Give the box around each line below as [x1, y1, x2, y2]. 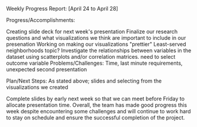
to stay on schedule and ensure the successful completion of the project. [6, 114, 185, 121]
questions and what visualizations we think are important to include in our [6, 34, 186, 41]
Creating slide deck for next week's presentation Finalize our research [6, 28, 178, 35]
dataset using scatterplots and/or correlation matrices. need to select [6, 53, 176, 60]
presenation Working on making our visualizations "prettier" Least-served [6, 41, 186, 47]
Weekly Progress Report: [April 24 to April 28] [6, 5, 119, 12]
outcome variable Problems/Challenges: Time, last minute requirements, [6, 59, 183, 66]
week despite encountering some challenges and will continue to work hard [6, 108, 191, 115]
